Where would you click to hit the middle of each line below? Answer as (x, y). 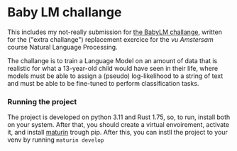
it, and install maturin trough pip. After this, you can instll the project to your (118, 133)
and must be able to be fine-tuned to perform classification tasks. (103, 83)
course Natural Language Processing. (63, 47)
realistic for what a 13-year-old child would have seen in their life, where (113, 68)
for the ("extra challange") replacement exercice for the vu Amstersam (111, 39)
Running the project (42, 101)
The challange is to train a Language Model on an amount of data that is (112, 60)
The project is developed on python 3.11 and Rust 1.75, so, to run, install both (119, 117)
